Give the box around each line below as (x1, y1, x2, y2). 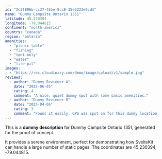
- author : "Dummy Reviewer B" (9, 98, 70, 103)
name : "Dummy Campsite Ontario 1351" (5, 12, 81, 17)
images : (5, 66, 21, 71)
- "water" (9, 57, 29, 62)
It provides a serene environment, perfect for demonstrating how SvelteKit (5, 139, 154, 145)
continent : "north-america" (5, 25, 62, 30)
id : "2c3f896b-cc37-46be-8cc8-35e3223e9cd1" (5, 7, 97, 12)
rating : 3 (14, 106, 34, 112)
